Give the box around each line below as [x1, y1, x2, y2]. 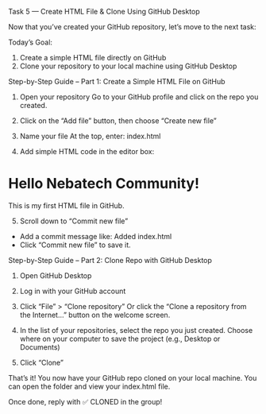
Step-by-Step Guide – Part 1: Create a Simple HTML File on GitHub [8, 77, 226, 86]
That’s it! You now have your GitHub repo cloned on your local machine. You [8, 373, 257, 382]
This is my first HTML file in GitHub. [8, 200, 125, 210]
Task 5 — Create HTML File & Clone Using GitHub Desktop [8, 7, 200, 16]
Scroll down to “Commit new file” [19, 216, 129, 226]
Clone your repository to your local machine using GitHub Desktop [19, 61, 237, 71]
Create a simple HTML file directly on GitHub [19, 53, 167, 62]
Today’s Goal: [8, 37, 53, 47]
